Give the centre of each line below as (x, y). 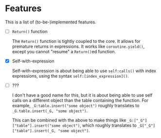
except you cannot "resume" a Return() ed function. (64, 51)
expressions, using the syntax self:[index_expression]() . (70, 76)
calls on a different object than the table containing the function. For (80, 100)
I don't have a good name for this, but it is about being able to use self (82, 95)
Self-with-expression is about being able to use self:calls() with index (84, 71)
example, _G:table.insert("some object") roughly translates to (76, 106)
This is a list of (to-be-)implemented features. (51, 22)
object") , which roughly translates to (100, 125)
